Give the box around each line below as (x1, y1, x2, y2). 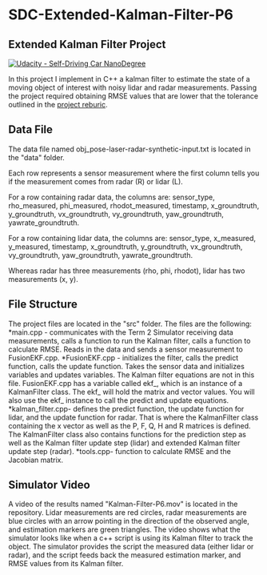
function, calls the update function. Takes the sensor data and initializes (8, 361, 245, 371)
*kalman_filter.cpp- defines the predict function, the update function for (8, 404, 245, 413)
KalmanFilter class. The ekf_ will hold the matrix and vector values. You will (8, 387, 255, 396)
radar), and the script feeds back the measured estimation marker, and (8, 550, 241, 560)
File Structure (8, 298, 78, 312)
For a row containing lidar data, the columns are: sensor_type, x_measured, (8, 233, 257, 243)
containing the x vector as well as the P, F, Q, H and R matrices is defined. (8, 420, 251, 430)
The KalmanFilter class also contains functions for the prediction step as (8, 429, 246, 439)
